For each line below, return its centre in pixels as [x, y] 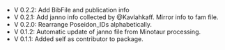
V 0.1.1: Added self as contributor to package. [79, 39]
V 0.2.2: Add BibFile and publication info [72, 10]
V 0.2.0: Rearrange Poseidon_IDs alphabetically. [83, 24]
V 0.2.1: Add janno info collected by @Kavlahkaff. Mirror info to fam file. [116, 17]
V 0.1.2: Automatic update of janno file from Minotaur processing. [107, 32]
